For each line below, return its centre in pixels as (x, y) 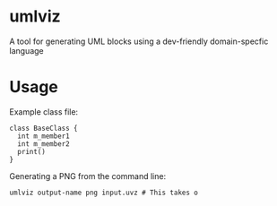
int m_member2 (43, 144)
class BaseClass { (43, 128)
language (26, 50)
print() (32, 151)
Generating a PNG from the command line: (88, 176)
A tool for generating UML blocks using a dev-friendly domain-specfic (139, 41)
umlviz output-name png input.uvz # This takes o (104, 193)
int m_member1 (43, 136)
